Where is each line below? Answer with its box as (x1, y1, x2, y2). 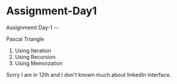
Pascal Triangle (6, 35, 44, 42)
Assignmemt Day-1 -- (6, 24, 59, 31)
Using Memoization (14, 60, 63, 67)
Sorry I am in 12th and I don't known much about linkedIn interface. (6, 71, 172, 78)
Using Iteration (14, 46, 52, 54)
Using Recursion (14, 53, 56, 60)
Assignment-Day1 (6, 4, 97, 18)
